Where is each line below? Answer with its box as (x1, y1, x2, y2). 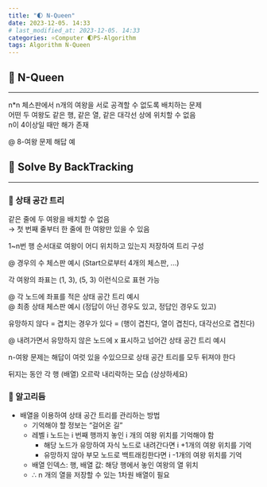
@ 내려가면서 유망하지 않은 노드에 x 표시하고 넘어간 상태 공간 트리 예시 (8, 335, 226, 346)
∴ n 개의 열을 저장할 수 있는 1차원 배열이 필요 (31, 470, 170, 480)
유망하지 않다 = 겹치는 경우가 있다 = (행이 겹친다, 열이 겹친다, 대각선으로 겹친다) (8, 319, 256, 328)
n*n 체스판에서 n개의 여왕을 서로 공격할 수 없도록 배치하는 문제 (8, 100, 203, 110)
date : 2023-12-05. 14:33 (8, 19, 91, 27)
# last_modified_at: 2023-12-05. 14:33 (8, 26, 141, 34)
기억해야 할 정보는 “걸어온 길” (31, 420, 123, 430)
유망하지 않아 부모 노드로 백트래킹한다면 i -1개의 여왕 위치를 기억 (43, 450, 242, 460)
